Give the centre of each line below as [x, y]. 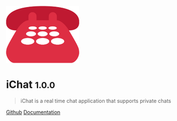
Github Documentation [33, 112]
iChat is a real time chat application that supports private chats [96, 101]
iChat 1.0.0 [31, 85]
